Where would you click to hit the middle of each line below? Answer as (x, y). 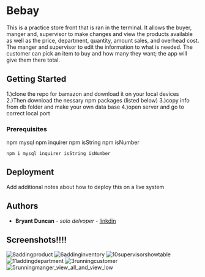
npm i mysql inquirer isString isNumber (59, 154)
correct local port (28, 113)
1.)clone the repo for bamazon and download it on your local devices (93, 94)
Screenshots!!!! (37, 240)
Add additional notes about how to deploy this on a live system (85, 187)
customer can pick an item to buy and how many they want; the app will (97, 53)
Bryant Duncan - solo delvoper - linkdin (65, 221)
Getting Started (36, 79)
